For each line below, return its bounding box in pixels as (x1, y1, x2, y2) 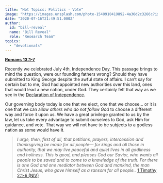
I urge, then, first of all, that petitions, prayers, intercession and (16, 136, 144, 142)
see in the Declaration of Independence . (5, 92, 85, 98)
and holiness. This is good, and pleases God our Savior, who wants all (16, 151, 158, 158)
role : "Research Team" (9, 34, 55, 39)
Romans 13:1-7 (5, 56, 35, 62)
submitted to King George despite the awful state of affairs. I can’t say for (5, 76, 152, 82)
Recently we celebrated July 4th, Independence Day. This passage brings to (5, 66, 158, 72)
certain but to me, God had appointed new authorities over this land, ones (5, 81, 152, 87)
